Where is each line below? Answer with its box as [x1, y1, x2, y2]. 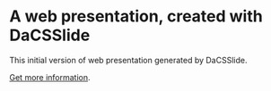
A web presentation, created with [9, 6, 263, 27]
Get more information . [9, 71, 92, 82]
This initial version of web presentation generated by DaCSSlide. [9, 54, 248, 65]
